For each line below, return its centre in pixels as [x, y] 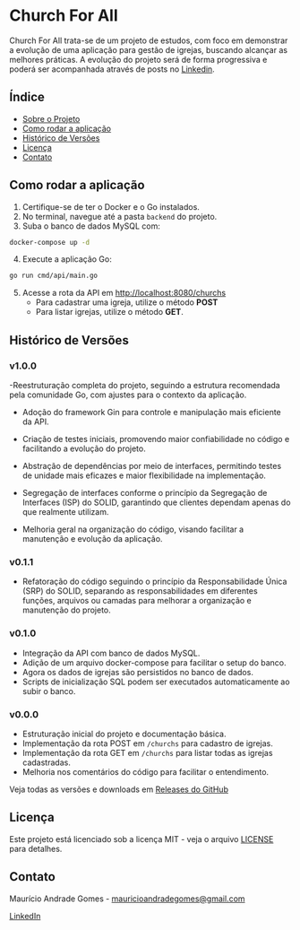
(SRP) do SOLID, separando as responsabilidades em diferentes [140, 591]
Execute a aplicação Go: [67, 259]
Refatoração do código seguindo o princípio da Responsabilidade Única [154, 582]
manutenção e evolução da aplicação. [92, 539]
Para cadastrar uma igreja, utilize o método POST [127, 302]
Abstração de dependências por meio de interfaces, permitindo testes [152, 466]
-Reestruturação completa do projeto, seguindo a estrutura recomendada [145, 385]
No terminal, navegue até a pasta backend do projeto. [120, 216]
